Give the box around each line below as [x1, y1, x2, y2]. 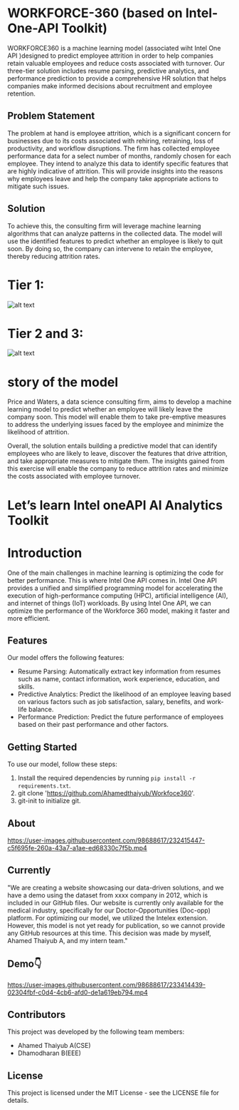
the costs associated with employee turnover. [7, 472, 141, 481]
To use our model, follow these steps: [7, 760, 117, 768]
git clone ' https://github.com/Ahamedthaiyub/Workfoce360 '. [17, 789, 196, 798]
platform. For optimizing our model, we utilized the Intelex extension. [7, 913, 208, 922]
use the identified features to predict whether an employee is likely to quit [7, 237, 223, 245]
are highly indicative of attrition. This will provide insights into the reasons [7, 166, 223, 175]
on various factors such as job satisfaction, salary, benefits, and [17, 698, 205, 706]
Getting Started [7, 740, 78, 753]
